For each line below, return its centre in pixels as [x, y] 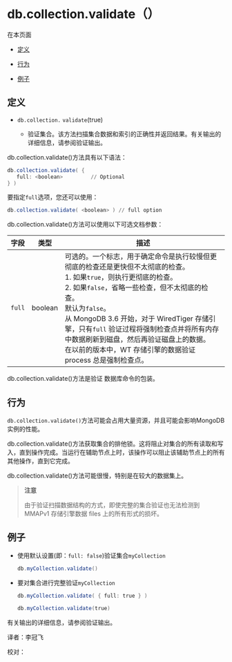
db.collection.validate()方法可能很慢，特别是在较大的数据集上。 [97, 476]
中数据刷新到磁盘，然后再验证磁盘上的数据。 [137, 339]
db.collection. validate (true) [60, 120]
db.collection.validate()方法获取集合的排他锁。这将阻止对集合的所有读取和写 [115, 444]
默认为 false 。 [87, 308]
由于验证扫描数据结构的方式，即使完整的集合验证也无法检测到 [112, 505]
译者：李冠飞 [25, 637]
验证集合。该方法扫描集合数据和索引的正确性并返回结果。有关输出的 [124, 134]
